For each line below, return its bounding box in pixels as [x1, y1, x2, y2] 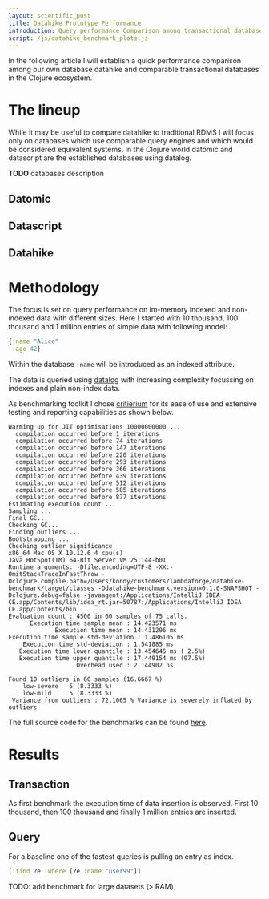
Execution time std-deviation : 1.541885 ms [22, 640, 174, 649]
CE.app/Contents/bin [8, 606, 78, 614]
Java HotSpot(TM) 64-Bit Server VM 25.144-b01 [8, 556, 167, 565]
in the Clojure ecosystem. [8, 73, 93, 83]
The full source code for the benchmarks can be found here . [8, 718, 208, 728]
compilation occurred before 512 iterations [15, 479, 167, 487]
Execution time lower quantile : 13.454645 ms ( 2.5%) [18, 647, 206, 655]
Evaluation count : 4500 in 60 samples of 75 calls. [8, 612, 188, 621]
